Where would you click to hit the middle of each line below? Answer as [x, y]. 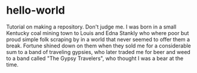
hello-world [36, 10]
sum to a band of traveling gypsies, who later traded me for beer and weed [98, 52]
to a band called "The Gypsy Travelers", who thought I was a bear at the [95, 58]
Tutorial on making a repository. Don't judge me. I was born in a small [91, 27]
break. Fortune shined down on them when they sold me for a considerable [98, 46]
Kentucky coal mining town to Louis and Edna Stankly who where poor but [98, 33]
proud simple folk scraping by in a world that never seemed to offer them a [98, 39]
